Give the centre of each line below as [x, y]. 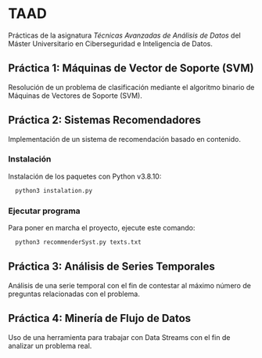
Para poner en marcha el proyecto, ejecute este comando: [102, 228]
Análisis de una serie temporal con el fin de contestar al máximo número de [130, 285]
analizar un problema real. [50, 345]
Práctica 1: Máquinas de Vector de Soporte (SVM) [131, 69]
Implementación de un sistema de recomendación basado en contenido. [124, 139]
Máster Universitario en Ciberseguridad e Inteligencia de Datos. [111, 43]
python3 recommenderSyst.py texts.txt [79, 242]
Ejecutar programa [44, 211]
